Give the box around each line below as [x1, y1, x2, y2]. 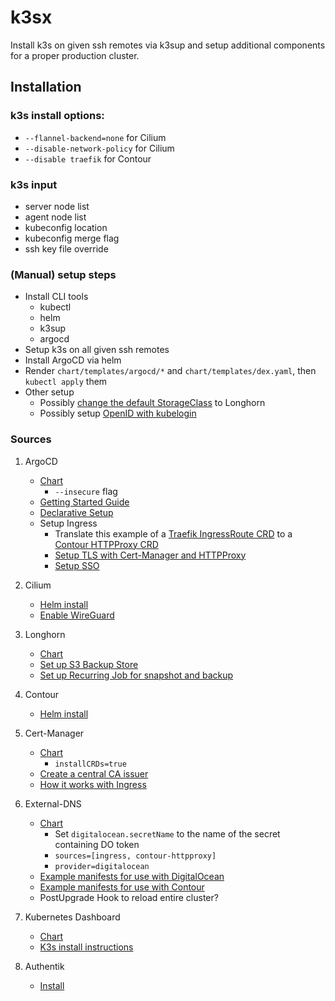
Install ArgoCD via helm [24, 354, 122, 366]
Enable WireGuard [39, 609, 115, 621]
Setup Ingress [39, 517, 98, 529]
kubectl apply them [24, 376, 108, 388]
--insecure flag [54, 485, 118, 497]
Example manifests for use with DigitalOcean [39, 870, 225, 882]
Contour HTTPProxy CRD [54, 538, 159, 550]
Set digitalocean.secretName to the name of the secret [54, 827, 281, 840]
